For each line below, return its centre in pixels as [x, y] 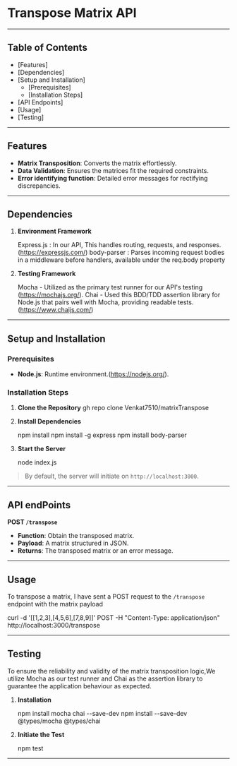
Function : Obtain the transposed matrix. [76, 536]
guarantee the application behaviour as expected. [79, 686]
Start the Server [41, 449]
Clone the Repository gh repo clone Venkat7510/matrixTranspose [113, 408]
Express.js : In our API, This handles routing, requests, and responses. [119, 245]
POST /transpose [32, 522]
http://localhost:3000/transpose [54, 625]
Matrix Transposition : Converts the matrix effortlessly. [97, 163]
